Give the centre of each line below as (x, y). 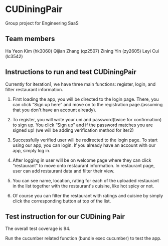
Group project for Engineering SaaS (42, 23)
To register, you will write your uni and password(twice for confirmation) (87, 119)
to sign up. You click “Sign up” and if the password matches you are (82, 125)
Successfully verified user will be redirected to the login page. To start (85, 140)
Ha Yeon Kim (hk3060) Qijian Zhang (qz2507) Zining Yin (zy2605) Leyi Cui (82, 51)
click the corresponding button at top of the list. (62, 201)
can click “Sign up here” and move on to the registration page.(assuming (88, 104)
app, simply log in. (31, 150)
